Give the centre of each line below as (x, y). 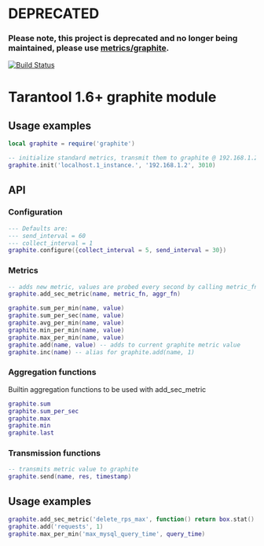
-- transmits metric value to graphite (73, 469)
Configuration (35, 212)
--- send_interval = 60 (47, 236)
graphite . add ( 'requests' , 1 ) (56, 526)
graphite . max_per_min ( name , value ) (66, 337)
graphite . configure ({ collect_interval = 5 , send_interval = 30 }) (117, 251)
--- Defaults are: (38, 229)
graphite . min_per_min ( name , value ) (66, 330)
